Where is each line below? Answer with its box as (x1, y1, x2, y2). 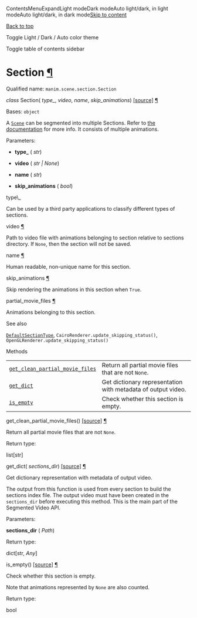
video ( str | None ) (14, 160, 60, 167)
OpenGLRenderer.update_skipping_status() (6, 337, 109, 343)
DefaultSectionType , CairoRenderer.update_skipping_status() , (6, 331, 158, 338)
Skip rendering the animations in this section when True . (6, 286, 142, 293)
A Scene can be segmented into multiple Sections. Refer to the (6, 119, 155, 126)
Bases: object (6, 108, 40, 115)
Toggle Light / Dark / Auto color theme (6, 34, 99, 40)
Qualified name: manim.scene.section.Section (6, 85, 117, 92)
